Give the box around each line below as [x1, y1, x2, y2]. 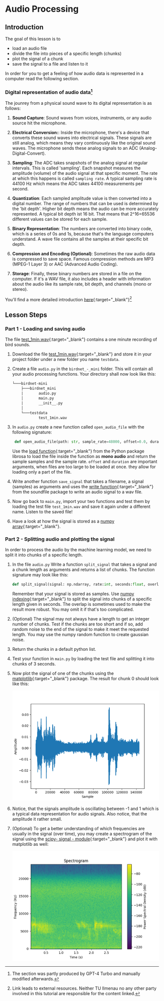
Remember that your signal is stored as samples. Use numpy [12, 591, 134, 597]
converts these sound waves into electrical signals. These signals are [12, 135, 152, 141]
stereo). [12, 286, 28, 292]
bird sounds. [5, 342, 30, 348]
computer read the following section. [5, 76, 79, 81]
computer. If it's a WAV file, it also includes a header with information [12, 276, 151, 282]
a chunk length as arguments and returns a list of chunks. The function [12, 567, 155, 572]
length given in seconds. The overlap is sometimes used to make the [12, 601, 150, 607]
